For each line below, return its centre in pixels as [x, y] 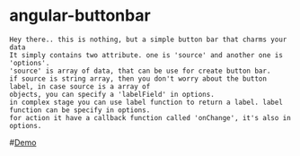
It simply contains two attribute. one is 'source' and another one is [146, 55]
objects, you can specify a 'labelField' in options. [112, 94]
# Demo [23, 142]
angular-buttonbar [80, 16]
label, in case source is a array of [80, 86]
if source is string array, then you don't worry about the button [138, 78]
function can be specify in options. [80, 110]
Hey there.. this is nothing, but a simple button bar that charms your [148, 39]
